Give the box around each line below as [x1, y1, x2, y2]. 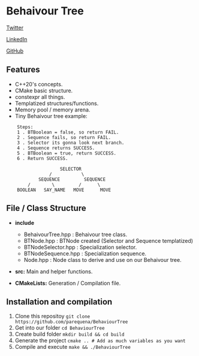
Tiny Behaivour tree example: [14, 112, 88, 119]
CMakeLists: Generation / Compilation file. [14, 279, 121, 286]
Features [6, 65, 40, 75]
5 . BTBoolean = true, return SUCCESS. [17, 150, 117, 156]
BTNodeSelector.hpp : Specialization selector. [23, 243, 137, 251]
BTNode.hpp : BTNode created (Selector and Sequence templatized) [23, 237, 194, 244]
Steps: [17, 124, 34, 130]
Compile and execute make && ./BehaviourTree [14, 343, 131, 351]
